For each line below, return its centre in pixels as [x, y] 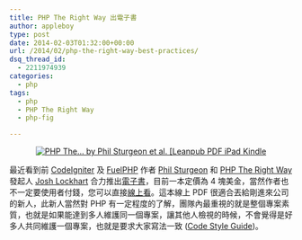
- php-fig [36, 118]
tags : [19, 93]
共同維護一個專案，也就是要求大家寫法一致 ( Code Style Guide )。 [144, 227]
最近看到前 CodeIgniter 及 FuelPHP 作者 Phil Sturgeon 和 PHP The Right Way [151, 170]
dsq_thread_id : [38, 59]
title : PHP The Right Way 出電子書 [73, 18]
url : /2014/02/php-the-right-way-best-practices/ [104, 51]
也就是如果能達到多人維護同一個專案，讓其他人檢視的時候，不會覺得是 [155, 215]
